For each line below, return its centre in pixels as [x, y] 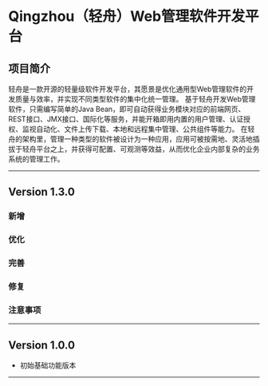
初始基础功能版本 [48, 365]
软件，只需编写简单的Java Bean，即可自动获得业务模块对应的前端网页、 [127, 109]
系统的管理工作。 [36, 159]
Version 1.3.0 [42, 192]
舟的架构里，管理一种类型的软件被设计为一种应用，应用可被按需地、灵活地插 [134, 139]
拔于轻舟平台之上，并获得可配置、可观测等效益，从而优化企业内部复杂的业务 [134, 149]
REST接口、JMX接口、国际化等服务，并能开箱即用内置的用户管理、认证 [126, 119]
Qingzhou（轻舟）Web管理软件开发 [127, 16]
